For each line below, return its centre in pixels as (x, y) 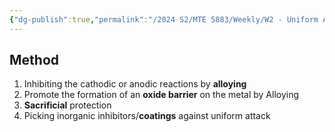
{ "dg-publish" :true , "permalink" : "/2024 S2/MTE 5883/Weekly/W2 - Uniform (164, 19)
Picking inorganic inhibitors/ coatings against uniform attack (147, 116)
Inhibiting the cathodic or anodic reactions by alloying (135, 84)
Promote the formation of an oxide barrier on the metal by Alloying (161, 95)
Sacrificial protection (67, 105)
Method (34, 60)
